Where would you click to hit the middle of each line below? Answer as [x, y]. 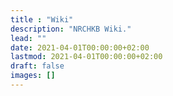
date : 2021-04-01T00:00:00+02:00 [80, 47]
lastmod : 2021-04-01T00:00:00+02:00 [86, 57]
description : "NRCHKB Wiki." [71, 29]
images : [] [33, 76]
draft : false [37, 66]
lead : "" [28, 38]
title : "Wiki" [42, 19]
